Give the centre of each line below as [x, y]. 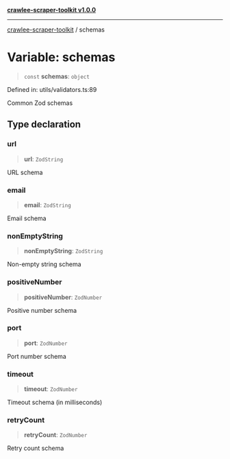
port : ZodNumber [46, 343]
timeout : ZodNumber [51, 389]
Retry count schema [36, 448]
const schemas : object [57, 76]
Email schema [27, 218]
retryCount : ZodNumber [55, 435]
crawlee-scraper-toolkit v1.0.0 [52, 10]
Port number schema [37, 356]
